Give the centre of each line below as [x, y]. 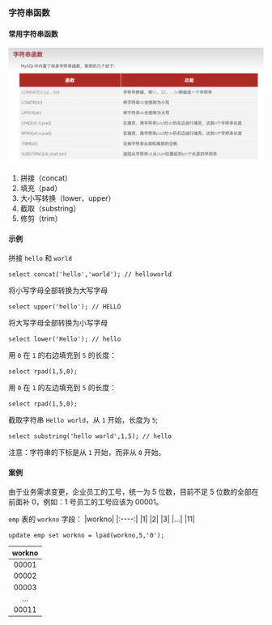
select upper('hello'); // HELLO [65, 307]
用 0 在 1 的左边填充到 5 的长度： [63, 388]
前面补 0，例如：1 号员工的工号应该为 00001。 [86, 502]
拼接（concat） [46, 178]
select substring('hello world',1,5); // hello [90, 436]
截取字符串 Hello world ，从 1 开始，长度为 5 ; [83, 420]
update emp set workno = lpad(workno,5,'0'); [86, 536]
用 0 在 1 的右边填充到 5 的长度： [63, 355]
